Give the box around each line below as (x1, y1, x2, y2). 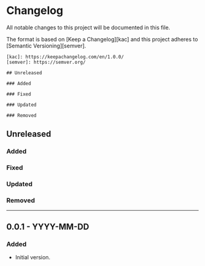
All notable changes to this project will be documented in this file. (6, 24, 171, 31)
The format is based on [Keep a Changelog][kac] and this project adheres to (6, 35, 198, 43)
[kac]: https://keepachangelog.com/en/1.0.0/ (6, 54, 124, 60)
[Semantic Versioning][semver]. (6, 42, 87, 49)
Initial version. (15, 254, 51, 261)
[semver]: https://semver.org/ (6, 59, 86, 65)
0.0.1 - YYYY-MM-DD (6, 222, 90, 232)
